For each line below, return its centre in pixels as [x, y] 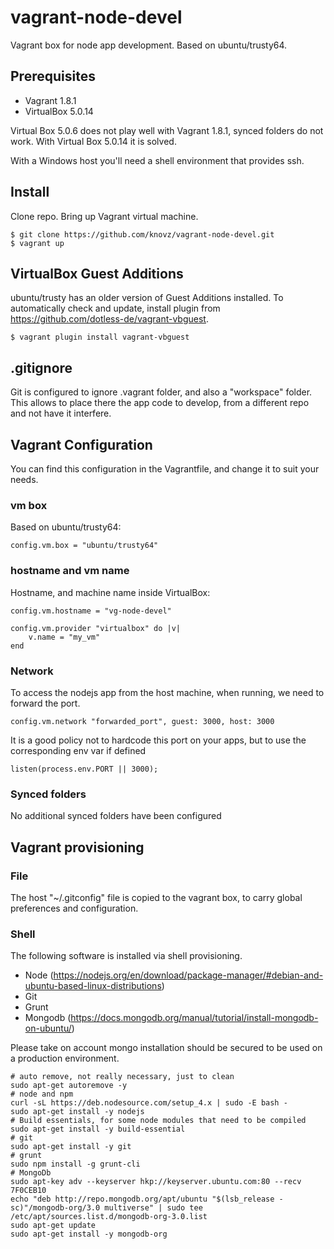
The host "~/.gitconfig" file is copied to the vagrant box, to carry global [156, 897]
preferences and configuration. [74, 908]
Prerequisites [53, 76]
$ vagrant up [37, 243]
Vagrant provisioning [77, 847]
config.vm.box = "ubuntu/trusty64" [84, 546]
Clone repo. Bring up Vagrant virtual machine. [104, 216]
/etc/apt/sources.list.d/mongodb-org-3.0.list [109, 1217]
